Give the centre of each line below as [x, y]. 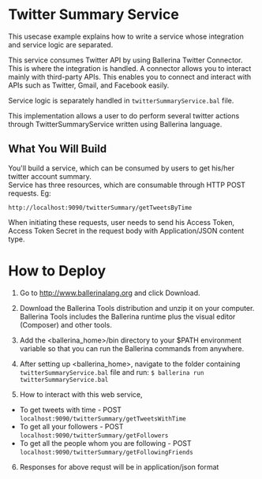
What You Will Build [58, 149]
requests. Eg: [30, 193]
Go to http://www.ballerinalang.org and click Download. [110, 293]
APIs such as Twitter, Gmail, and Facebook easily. [89, 85]
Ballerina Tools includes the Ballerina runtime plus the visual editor [127, 316]
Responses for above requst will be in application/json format [119, 466]
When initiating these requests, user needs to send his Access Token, [122, 222]
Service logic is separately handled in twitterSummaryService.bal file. [121, 100]
